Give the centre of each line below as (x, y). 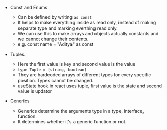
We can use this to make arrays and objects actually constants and (88, 33)
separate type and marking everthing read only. (68, 28)
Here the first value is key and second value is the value (77, 64)
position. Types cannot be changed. (55, 80)
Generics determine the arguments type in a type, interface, (81, 111)
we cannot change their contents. (53, 39)
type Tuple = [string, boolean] (52, 70)
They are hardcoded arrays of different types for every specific (84, 75)
